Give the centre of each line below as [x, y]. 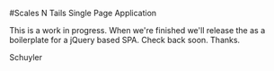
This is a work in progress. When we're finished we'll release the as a [137, 30]
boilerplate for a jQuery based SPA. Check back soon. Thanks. [125, 40]
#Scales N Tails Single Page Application [83, 13]
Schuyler [26, 57]
